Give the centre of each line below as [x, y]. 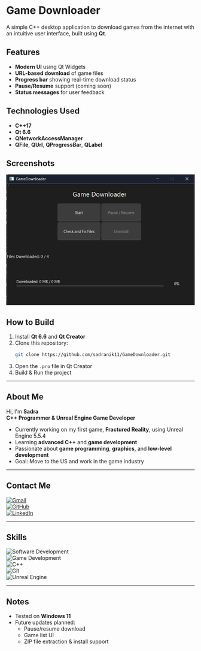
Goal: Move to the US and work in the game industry [80, 461]
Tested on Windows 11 [43, 616]
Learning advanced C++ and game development [76, 442]
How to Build [31, 322]
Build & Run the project [43, 372]
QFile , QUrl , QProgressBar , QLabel [59, 144]
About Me [25, 397]
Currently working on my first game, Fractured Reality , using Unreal [99, 429]
